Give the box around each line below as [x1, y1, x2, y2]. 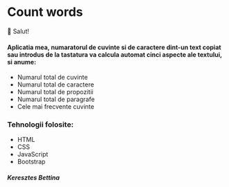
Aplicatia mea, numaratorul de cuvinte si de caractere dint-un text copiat [7, 43, 221, 51]
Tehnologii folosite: [7, 120, 74, 130]
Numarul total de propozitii [17, 88, 94, 96]
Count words [7, 4, 83, 20]
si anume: [7, 57, 37, 66]
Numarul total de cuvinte [17, 73, 88, 82]
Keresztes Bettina [7, 174, 60, 182]
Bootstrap [17, 157, 46, 166]
